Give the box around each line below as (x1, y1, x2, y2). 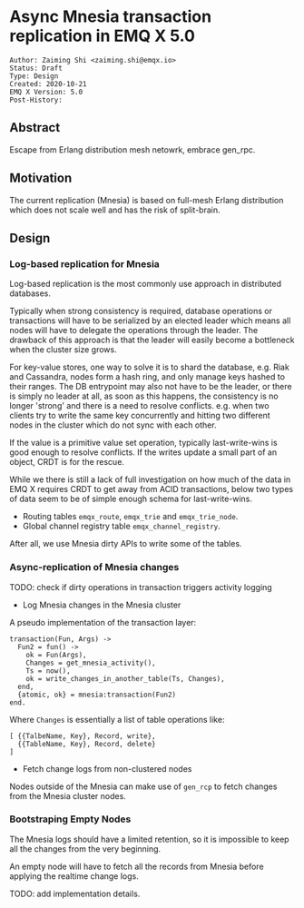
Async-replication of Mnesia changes (9, 561, 180, 574)
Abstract (9, 120, 61, 135)
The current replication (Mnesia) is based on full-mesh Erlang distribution (9, 194, 284, 205)
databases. (9, 288, 52, 299)
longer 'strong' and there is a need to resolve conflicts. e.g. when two (9, 400, 270, 411)
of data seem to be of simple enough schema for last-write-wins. (9, 493, 252, 505)
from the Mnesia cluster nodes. (9, 790, 127, 801)
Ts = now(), (25, 666, 71, 676)
